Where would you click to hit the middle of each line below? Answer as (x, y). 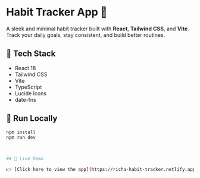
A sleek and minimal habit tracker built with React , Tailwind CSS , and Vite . (98, 29)
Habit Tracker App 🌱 (57, 12)
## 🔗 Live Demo (25, 159)
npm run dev (21, 138)
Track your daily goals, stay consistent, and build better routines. (86, 35)
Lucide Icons (30, 93)
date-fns (26, 99)
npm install (21, 132)
